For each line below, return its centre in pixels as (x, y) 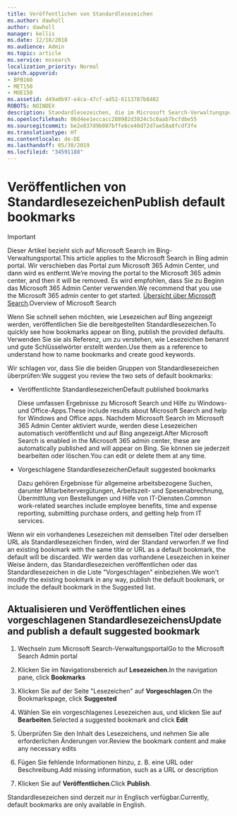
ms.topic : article (34, 54)
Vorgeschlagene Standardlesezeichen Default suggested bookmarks (117, 469)
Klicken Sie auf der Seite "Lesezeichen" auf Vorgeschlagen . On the (115, 691)
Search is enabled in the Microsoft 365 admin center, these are (109, 440)
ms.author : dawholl (36, 21)
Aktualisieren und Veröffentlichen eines (97, 609)
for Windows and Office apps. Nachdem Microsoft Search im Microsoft (121, 418)
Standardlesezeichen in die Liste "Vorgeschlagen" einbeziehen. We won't (113, 572)
